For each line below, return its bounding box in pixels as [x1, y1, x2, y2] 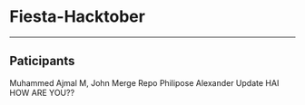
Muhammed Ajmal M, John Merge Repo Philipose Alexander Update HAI [9, 77, 280, 88]
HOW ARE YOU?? [9, 87, 75, 98]
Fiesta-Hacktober [9, 6, 145, 27]
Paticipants [9, 53, 75, 69]
